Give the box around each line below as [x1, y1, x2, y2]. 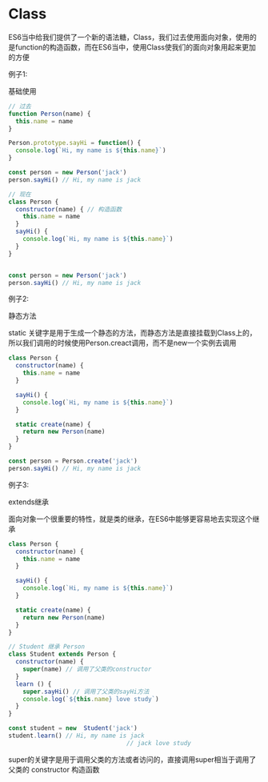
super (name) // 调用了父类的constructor [22, 665, 152, 673]
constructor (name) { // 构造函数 [15, 205, 122, 213]
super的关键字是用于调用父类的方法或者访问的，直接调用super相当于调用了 [8, 754, 257, 764]
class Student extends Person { [8, 650, 116, 659]
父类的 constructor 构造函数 [8, 764, 100, 774]
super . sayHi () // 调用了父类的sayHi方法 [22, 688, 150, 696]
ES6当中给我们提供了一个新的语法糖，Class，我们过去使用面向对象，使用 [8, 32, 250, 42]
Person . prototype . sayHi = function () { [8, 139, 142, 147]
